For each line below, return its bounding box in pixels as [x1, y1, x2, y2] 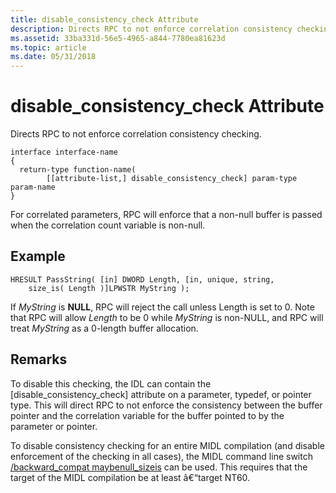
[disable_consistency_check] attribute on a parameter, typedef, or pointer [10, 388, 312, 400]
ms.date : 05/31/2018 [10, 52, 97, 62]
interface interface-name [10, 147, 118, 158]
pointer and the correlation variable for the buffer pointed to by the [10, 409, 285, 421]
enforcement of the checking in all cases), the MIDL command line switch [10, 450, 313, 462]
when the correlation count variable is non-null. [10, 219, 206, 231]
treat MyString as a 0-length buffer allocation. [10, 322, 199, 334]
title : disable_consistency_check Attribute [10, 14, 199, 25]
